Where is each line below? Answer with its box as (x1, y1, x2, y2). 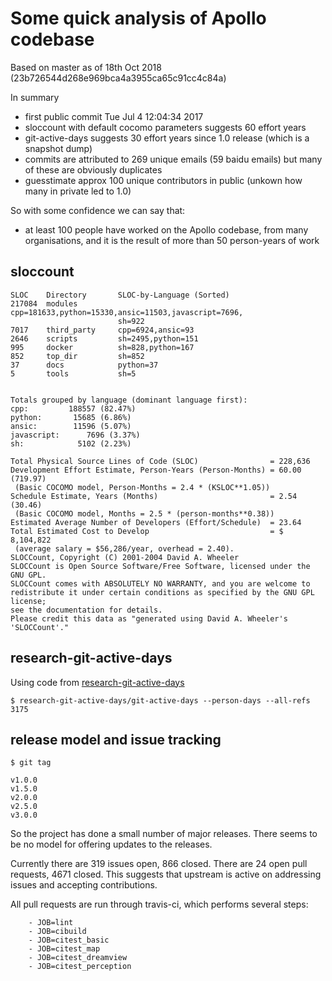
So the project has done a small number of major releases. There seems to (10, 828, 318, 840)
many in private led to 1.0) (24, 185, 132, 197)
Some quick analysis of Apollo (10, 7, 267, 30)
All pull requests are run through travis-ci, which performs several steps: (10, 898, 309, 911)
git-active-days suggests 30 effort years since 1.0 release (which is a (24, 132, 310, 144)
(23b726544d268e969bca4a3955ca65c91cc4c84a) (10, 72, 227, 84)
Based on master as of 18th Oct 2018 (10, 61, 162, 73)
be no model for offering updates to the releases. (10, 838, 213, 851)
